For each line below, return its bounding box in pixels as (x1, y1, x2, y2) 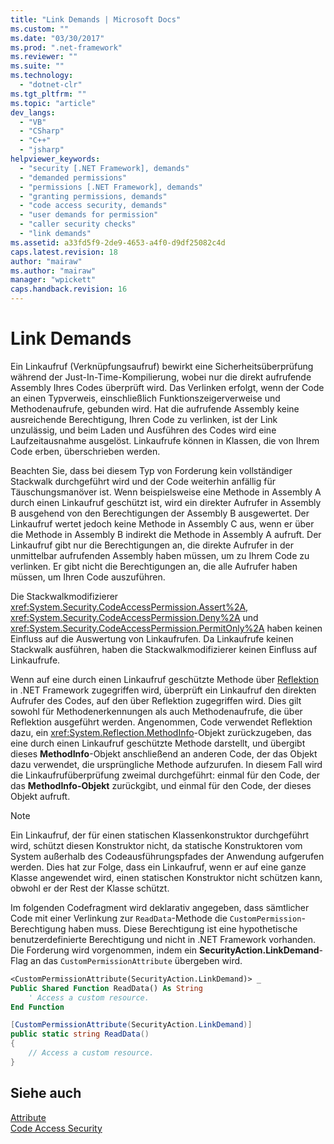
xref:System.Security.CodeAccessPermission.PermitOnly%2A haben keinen (10, 622, 323, 634)
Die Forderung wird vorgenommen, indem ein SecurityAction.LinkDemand (10, 944, 320, 956)
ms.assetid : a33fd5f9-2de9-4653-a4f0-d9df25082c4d (10, 237, 226, 248)
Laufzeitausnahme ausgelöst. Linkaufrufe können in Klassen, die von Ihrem (10, 434, 320, 446)
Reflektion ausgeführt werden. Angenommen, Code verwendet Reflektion (10, 716, 313, 728)
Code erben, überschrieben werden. (10, 445, 161, 457)
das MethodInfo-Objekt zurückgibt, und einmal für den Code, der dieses (10, 779, 312, 791)
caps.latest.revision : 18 (10, 247, 118, 257)
